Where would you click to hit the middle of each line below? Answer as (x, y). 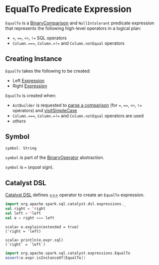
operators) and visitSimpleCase (45, 110)
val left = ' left (23, 213)
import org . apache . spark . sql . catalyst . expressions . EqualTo (68, 253)
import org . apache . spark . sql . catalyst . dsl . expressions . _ (66, 204)
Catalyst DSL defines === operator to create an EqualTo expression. (75, 195)
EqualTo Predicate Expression (69, 9)
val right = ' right (25, 209)
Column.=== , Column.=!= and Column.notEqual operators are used (78, 116)
